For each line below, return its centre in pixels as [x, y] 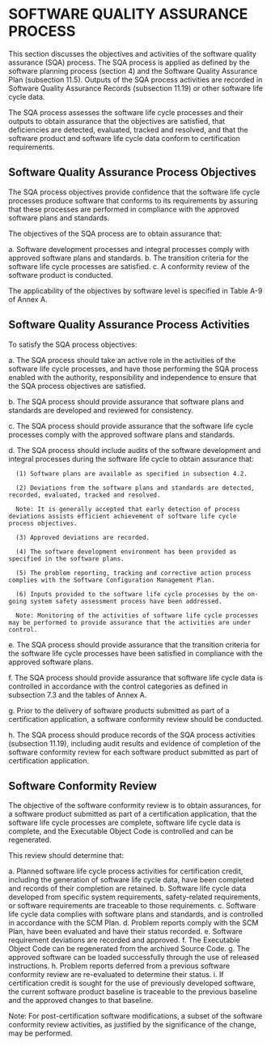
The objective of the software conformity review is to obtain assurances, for [135, 805]
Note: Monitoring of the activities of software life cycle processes [137, 615]
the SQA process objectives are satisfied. [77, 386]
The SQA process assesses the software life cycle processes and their [126, 112]
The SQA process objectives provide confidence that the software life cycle [134, 192]
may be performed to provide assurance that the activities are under [130, 622]
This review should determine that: [66, 856]
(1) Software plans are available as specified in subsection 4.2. [132, 474]
